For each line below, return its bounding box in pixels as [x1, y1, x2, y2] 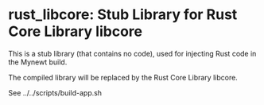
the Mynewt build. [8, 57, 68, 67]
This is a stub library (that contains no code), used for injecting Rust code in [8, 49, 257, 58]
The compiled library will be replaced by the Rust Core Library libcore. [8, 72, 239, 82]
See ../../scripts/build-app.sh [8, 87, 102, 97]
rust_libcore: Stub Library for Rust [8, 6, 238, 24]
